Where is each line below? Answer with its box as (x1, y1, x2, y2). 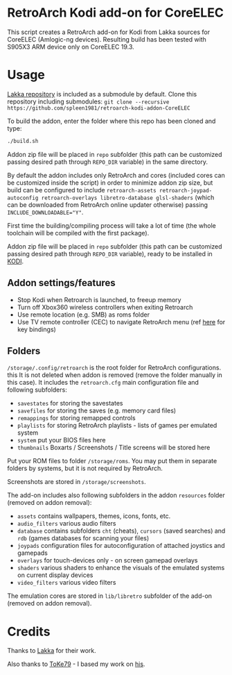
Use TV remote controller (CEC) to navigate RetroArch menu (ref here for (17, 317, 226, 326)
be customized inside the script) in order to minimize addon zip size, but (7, 178, 213, 187)
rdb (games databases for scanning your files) (17, 534, 150, 542)
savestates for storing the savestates (17, 399, 123, 408)
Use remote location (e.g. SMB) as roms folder (17, 310, 150, 319)
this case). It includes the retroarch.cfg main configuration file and (7, 378, 199, 387)
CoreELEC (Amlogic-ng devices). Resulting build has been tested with (7, 35, 206, 43)
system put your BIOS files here (17, 436, 106, 444)
